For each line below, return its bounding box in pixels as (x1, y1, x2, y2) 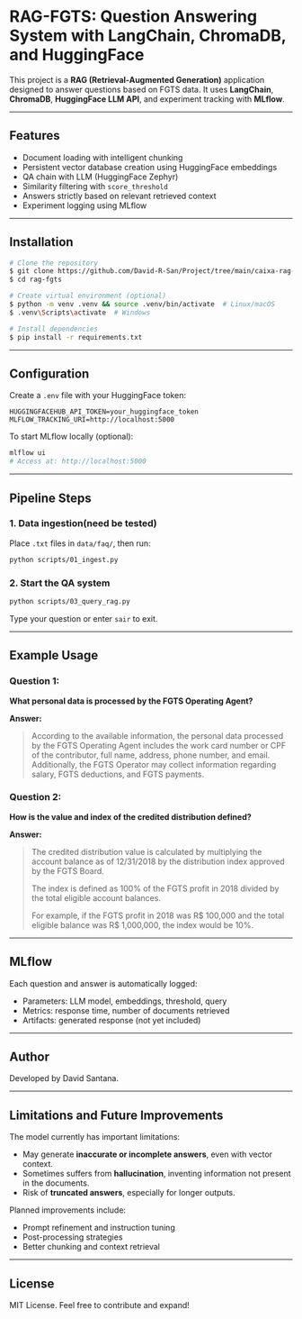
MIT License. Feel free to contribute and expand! (9, 1300, 191, 1311)
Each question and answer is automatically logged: (9, 978, 198, 988)
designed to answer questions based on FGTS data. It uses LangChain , (9, 84, 274, 95)
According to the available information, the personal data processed (31, 730, 284, 741)
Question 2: (9, 791, 62, 804)
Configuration (9, 366, 90, 381)
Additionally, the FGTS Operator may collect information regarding (31, 759, 277, 769)
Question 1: (9, 675, 60, 687)
